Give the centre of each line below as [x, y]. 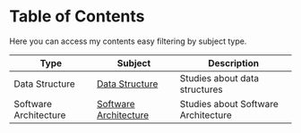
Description [233, 62]
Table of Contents [77, 17]
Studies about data [219, 78]
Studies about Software [229, 104]
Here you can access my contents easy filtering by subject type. [128, 41]
